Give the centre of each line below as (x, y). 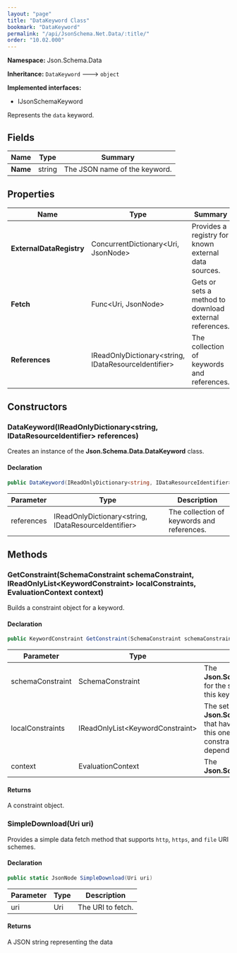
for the (215, 686)
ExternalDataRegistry (48, 248)
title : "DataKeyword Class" (49, 21)
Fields (21, 138)
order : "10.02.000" (36, 40)
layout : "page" (30, 14)
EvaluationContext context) (55, 592)
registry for (210, 235)
